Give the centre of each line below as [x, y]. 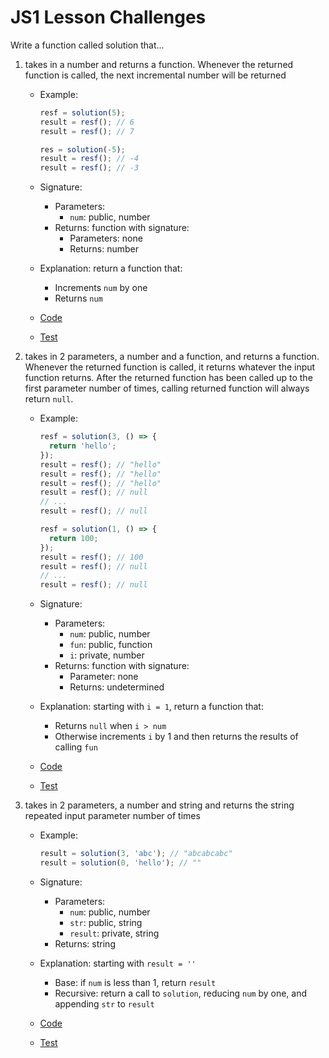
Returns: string [85, 943]
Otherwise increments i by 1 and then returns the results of [176, 737]
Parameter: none [104, 677]
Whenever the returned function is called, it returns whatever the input [170, 367]
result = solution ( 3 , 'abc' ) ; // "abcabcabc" [136, 854]
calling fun [76, 747]
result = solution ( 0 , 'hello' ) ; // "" [120, 863]
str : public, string [106, 922]
